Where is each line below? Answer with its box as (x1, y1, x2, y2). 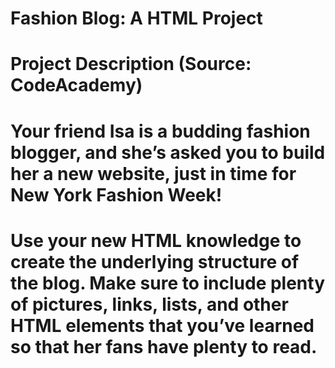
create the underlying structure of (10, 250, 300, 273)
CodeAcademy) (10, 74, 143, 97)
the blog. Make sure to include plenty (10, 272, 326, 294)
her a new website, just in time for (10, 162, 297, 185)
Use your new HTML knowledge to (10, 229, 302, 252)
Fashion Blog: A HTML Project (10, 7, 263, 30)
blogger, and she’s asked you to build (10, 141, 326, 164)
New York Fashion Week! (10, 183, 223, 206)
